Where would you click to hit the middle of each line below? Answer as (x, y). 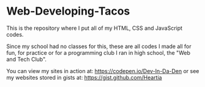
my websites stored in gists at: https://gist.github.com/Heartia (84, 77)
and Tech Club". (27, 59)
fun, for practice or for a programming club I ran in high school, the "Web (99, 52)
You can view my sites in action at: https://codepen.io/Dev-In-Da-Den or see (103, 71)
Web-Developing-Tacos (68, 11)
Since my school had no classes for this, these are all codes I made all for (99, 46)
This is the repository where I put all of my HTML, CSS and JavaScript (94, 28)
